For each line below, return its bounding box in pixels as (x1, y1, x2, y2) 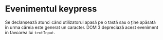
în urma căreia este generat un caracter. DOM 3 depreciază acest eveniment (5, 24, 159, 30)
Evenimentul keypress (5, 3, 97, 14)
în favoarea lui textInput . (5, 29, 55, 35)
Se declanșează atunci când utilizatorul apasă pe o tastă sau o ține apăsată (5, 19, 156, 25)
